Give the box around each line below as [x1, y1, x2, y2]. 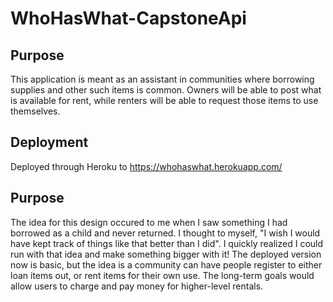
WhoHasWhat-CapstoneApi [10, 7, 247, 30]
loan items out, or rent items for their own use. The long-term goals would [10, 269, 315, 281]
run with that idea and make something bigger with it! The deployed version [10, 248, 322, 260]
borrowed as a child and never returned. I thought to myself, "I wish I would [10, 227, 321, 239]
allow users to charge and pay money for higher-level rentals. [10, 280, 264, 292]
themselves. [10, 105, 61, 117]
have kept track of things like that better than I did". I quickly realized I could [10, 237, 324, 249]
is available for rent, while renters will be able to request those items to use [10, 95, 319, 106]
